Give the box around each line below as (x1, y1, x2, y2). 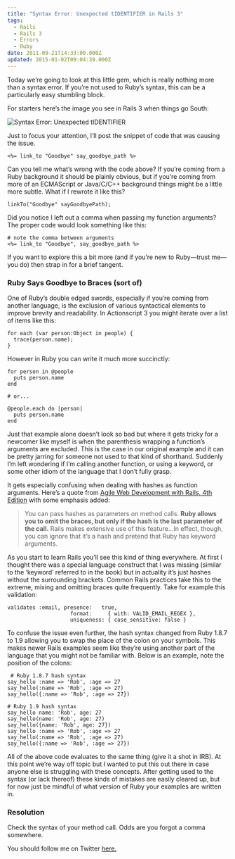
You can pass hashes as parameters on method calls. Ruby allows (24, 510, 217, 518)
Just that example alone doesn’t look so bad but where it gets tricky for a (7, 430, 219, 439)
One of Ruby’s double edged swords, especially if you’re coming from (7, 294, 209, 303)
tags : (7, 17, 23, 24)
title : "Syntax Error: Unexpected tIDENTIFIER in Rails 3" (7, 10, 184, 18)
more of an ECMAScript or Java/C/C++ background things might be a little (7, 180, 222, 188)
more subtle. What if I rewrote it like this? (7, 187, 126, 196)
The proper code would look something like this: (7, 220, 147, 229)
